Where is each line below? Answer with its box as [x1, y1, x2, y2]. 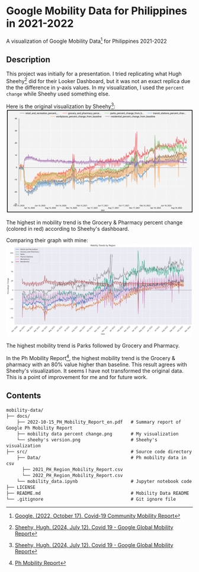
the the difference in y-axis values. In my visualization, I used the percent [6, 84, 185, 91]
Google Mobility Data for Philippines [6, 4, 188, 18]
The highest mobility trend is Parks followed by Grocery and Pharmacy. [6, 342, 180, 349]
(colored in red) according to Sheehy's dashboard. [6, 225, 129, 232]
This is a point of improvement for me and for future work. [6, 373, 148, 380]
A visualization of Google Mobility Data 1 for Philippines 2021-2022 [6, 36, 167, 45]
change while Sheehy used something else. [6, 90, 110, 97]
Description [6, 55, 50, 65]
